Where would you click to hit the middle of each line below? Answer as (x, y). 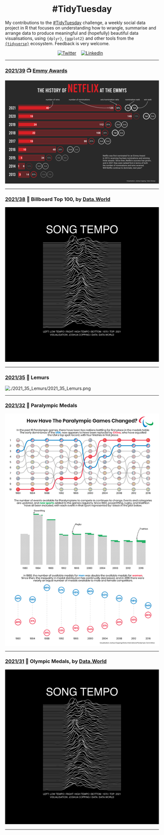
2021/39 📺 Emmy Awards (36, 71)
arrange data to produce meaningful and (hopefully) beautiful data (72, 33)
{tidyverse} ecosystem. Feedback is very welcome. (57, 43)
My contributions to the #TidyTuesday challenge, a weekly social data (75, 23)
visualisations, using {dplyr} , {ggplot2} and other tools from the (70, 38)
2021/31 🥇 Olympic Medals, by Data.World (56, 661)
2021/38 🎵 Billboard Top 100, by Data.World (58, 199)
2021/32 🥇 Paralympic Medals (41, 405)
